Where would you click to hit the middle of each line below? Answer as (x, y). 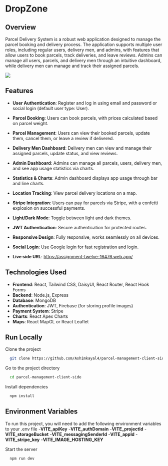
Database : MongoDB (34, 300)
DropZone (26, 9)
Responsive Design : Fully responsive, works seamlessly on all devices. (86, 237)
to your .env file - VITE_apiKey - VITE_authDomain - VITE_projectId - (76, 429)
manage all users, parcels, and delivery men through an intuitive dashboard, (83, 60)
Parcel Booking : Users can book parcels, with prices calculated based (85, 118)
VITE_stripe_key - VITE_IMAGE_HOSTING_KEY (54, 439)
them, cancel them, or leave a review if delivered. (63, 138)
